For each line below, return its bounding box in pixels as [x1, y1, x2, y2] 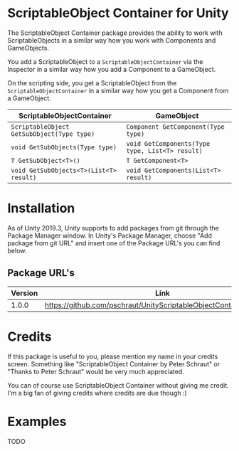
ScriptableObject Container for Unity [7, 5, 229, 21]
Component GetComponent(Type [126, 122, 225, 131]
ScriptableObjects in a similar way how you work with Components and [7, 36, 216, 44]
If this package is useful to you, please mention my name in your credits [7, 352, 218, 361]
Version [11, 288, 38, 298]
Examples [7, 413, 67, 430]
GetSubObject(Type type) [11, 129, 95, 138]
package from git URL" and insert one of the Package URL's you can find [7, 238, 221, 247]
